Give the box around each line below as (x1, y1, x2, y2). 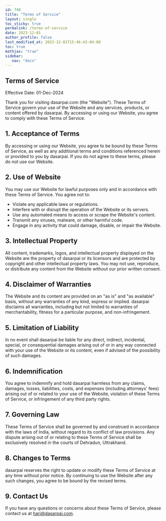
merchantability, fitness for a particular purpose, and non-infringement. (5, 309, 151, 315)
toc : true (5, 44, 26, 49)
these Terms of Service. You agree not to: (5, 191, 91, 197)
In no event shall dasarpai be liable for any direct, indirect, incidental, (5, 337, 146, 343)
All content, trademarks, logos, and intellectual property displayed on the (5, 250, 154, 256)
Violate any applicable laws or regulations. (12, 201, 99, 207)
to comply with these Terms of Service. (5, 115, 86, 121)
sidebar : (5, 53, 23, 59)
